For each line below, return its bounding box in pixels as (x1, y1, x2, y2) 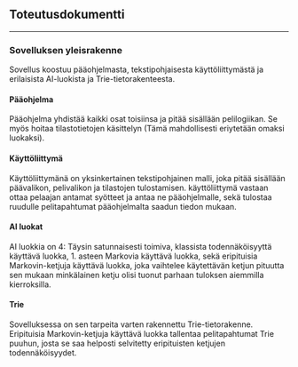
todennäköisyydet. (9, 347, 77, 358)
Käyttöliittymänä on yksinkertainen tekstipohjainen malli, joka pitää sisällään (9, 172, 286, 183)
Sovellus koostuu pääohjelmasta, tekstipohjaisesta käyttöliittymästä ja (9, 64, 264, 75)
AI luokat (9, 221, 43, 232)
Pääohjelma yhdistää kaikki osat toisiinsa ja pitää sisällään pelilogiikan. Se (9, 114, 278, 124)
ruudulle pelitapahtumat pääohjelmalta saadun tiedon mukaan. (9, 201, 237, 211)
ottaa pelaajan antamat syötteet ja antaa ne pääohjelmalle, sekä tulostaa (9, 191, 272, 203)
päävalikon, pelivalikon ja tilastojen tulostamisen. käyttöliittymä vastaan (9, 182, 269, 193)
